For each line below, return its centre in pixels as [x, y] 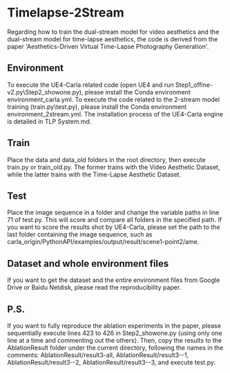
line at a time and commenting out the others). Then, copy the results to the [115, 340]
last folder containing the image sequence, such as [80, 234]
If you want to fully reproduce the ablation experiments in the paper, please [114, 326]
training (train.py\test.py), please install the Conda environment [97, 107]
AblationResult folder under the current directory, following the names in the [115, 347]
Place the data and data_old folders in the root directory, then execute [106, 159]
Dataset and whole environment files [88, 263]
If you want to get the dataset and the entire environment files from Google [114, 280]
